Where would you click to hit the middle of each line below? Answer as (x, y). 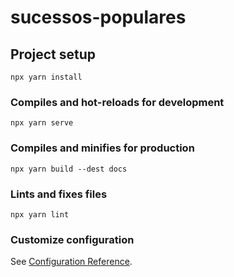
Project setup (53, 54)
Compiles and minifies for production (102, 148)
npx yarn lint (40, 214)
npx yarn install (46, 77)
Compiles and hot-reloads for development (117, 102)
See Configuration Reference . (71, 262)
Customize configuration (72, 239)
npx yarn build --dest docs (69, 169)
